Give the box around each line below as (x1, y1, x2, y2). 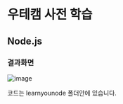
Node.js (7, 35, 43, 47)
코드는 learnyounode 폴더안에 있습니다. (7, 88, 117, 97)
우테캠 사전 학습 (7, 6, 93, 23)
